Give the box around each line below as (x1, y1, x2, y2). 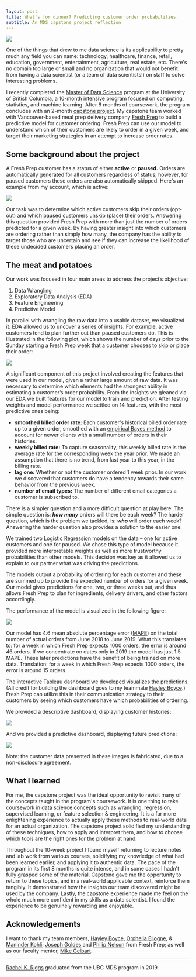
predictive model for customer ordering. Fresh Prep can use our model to (6, 120, 182, 127)
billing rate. (14, 463, 42, 469)
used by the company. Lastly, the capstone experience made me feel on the (6, 890, 188, 897)
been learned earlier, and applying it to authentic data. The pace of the (6, 858, 176, 866)
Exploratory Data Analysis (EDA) (14, 293, 92, 300)
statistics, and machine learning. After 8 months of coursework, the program (6, 101, 190, 108)
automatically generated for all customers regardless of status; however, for (6, 171, 188, 178)
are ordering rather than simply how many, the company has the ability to (6, 231, 182, 238)
